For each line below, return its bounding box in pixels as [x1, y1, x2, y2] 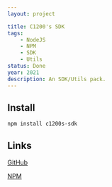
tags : [7, 30, 23, 37]
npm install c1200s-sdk [7, 121, 78, 128]
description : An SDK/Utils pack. [7, 76, 106, 83]
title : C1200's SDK [7, 23, 65, 30]
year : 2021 [7, 68, 40, 76]
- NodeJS [20, 36, 46, 43]
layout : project [7, 10, 55, 18]
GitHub [7, 158, 28, 167]
